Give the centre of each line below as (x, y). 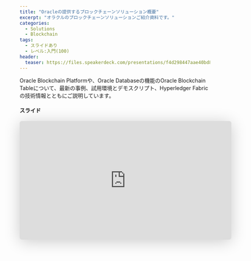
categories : (34, 23)
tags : (26, 40)
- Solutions (40, 29)
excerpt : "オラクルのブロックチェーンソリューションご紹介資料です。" (97, 18)
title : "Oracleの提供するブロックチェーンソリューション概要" (90, 12)
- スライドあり (41, 46)
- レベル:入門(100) (47, 51)
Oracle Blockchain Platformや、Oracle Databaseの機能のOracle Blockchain (112, 80)
